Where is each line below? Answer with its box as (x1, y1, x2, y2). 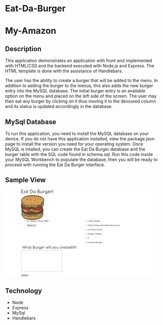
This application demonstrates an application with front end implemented (5, 58, 152, 64)
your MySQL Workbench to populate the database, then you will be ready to (5, 157, 158, 162)
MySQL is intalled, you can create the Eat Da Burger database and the (5, 146, 145, 152)
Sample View (5, 176, 46, 184)
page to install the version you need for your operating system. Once (5, 141, 143, 147)
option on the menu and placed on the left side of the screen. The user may (5, 93, 157, 99)
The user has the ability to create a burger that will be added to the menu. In (5, 78, 158, 84)
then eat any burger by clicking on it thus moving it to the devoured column (5, 98, 156, 104)
